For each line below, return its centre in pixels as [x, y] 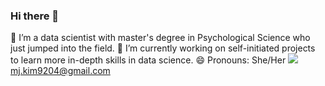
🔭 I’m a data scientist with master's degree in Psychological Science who [160, 38]
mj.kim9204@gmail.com [60, 71]
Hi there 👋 [35, 16]
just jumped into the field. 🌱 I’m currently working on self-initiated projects [163, 48]
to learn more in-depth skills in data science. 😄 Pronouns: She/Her [148, 60]
